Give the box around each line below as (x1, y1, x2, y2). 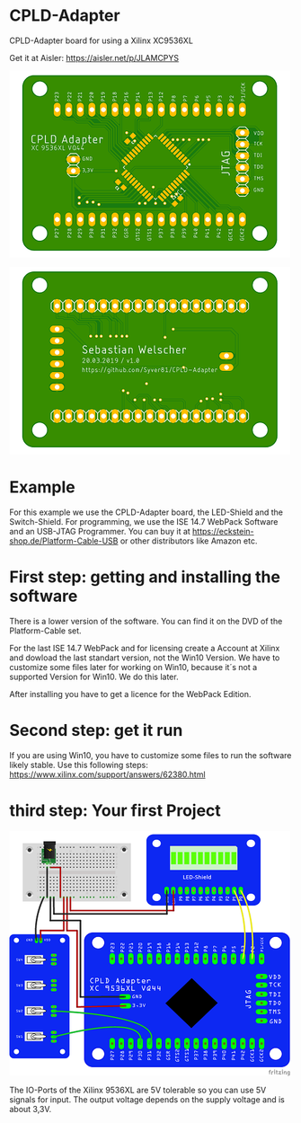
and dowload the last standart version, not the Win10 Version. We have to (9, 652, 280, 663)
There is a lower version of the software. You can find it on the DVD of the (9, 615, 283, 626)
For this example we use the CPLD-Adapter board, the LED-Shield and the (9, 507, 283, 517)
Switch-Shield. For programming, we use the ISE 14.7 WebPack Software (9, 516, 279, 526)
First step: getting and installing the (9, 567, 281, 588)
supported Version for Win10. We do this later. (9, 671, 179, 682)
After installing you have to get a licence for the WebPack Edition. (9, 688, 252, 699)
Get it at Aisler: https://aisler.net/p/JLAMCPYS (9, 52, 180, 63)
